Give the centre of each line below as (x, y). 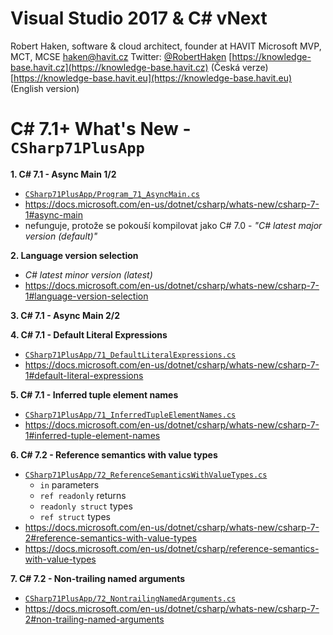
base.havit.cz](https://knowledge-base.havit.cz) (109, 67)
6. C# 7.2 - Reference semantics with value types (114, 454)
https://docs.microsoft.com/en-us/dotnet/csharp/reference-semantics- (172, 548)
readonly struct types (86, 506)
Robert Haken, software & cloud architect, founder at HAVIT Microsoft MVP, (166, 46)
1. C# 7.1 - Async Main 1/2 (63, 174)
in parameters (69, 484)
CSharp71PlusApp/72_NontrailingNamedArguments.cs (130, 598)
